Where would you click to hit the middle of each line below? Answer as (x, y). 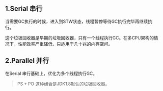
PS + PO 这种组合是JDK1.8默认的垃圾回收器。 (63, 84)
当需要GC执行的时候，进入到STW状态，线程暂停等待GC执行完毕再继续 (77, 21)
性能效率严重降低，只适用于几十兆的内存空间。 (65, 44)
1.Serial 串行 (24, 9)
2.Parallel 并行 (27, 61)
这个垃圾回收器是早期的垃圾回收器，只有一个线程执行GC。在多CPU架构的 (80, 37)
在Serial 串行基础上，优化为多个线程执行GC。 (51, 73)
